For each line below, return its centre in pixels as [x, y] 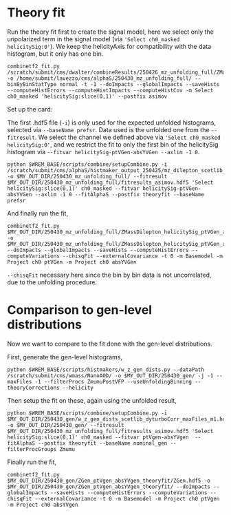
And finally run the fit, [38, 213]
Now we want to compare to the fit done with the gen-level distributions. [110, 344]
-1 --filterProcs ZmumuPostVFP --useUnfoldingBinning [113, 381]
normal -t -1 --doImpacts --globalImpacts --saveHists [140, 84]
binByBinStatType [32, 84]
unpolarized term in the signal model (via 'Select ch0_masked [93, 39]
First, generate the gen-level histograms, [65, 357]
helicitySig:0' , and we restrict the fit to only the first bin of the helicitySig [113, 144]
